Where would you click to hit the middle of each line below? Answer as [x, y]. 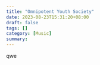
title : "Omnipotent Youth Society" [50, 12]
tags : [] [17, 28]
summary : [17, 39]
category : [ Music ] [29, 34]
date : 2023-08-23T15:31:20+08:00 [48, 17]
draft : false [22, 22]
